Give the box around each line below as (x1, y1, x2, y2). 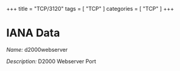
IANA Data (6, 26, 60, 40)
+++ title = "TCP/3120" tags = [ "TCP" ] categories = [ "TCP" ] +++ (6, 5, 175, 12)
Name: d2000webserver (6, 46, 68, 53)
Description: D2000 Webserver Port (6, 57, 96, 65)
